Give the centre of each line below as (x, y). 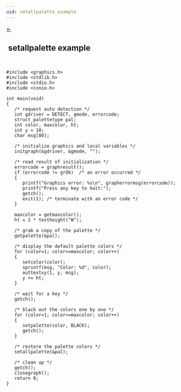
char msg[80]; (32, 136)
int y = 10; (29, 130)
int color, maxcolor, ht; (47, 125)
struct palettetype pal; (45, 120)
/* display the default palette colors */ (68, 247)
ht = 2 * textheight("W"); (48, 220)
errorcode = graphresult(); (49, 167)
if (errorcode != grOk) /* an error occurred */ (78, 172)
